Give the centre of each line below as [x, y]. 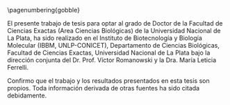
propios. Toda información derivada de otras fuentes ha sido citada [104, 88]
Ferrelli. [18, 67]
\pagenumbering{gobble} [43, 10]
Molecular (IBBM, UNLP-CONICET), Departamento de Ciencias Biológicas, [114, 45]
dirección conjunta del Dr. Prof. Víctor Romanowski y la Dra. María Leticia [112, 60]
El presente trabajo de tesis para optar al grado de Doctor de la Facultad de [115, 23]
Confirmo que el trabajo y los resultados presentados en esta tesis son [108, 81]
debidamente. [27, 95]
